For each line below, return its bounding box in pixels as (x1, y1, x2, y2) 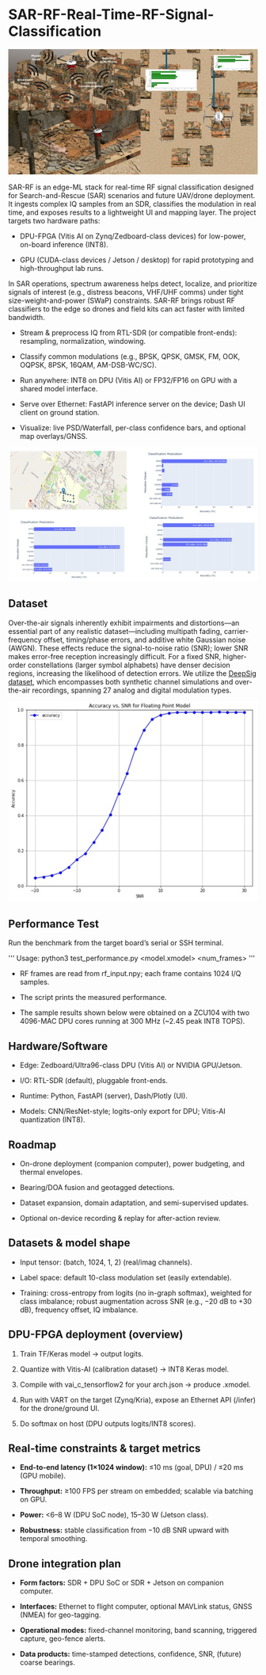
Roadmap (8, 1138, 57, 1151)
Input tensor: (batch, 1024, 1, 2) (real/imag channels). (19, 1257, 192, 1267)
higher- (222, 651, 247, 661)
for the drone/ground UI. (19, 1403, 100, 1413)
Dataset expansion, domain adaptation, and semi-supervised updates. (19, 1198, 249, 1208)
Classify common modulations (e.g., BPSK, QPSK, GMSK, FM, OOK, (19, 351, 241, 361)
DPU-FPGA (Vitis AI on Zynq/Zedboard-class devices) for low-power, (19, 231, 246, 241)
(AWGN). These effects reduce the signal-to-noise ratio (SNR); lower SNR (8, 643, 249, 653)
